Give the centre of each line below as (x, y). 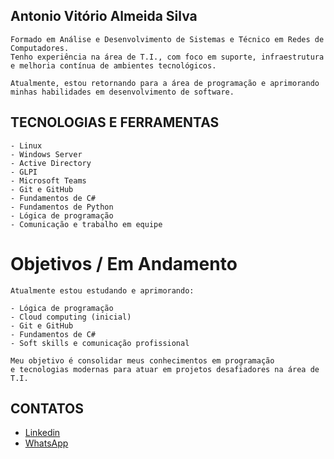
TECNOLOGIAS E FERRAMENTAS (115, 122)
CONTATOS (47, 408)
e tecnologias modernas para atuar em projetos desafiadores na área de (165, 369)
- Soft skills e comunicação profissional (100, 343)
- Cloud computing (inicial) (71, 317)
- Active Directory (51, 163)
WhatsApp (46, 443)
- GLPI (24, 172)
